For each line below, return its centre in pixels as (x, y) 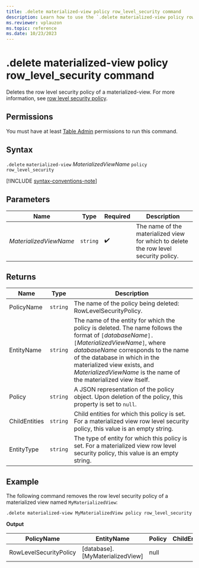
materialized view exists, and (114, 365)
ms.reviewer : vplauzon (34, 23)
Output (15, 524)
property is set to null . (105, 404)
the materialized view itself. (112, 380)
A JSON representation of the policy (124, 390)
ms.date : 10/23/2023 (32, 34)
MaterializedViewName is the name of (127, 372)
